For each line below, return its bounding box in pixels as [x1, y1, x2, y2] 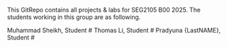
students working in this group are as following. [7, 13, 141, 21]
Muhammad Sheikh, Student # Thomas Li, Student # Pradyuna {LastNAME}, [7, 27, 221, 34]
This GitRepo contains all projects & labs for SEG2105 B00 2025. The [7, 6, 201, 14]
